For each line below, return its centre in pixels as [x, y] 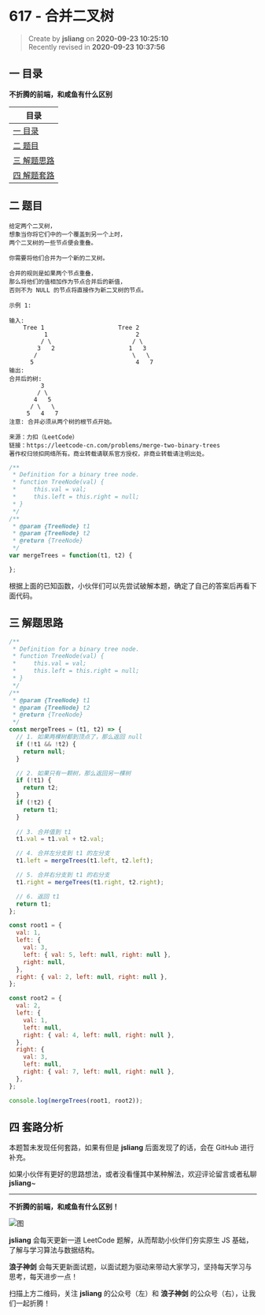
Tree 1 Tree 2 [81, 327]
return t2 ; [41, 788]
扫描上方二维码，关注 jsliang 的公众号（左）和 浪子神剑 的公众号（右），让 [129, 1294]
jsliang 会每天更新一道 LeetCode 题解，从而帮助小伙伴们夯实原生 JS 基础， [131, 1240]
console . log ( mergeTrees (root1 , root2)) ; [76, 1100]
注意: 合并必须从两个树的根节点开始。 [63, 422]
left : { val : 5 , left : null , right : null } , [97, 954]
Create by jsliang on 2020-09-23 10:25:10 [98, 38]
